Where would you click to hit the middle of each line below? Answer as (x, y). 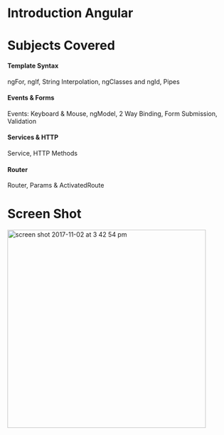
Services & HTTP (33, 137)
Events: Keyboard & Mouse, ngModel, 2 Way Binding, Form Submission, (113, 113)
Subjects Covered (61, 46)
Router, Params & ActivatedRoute (56, 186)
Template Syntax (33, 65)
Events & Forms (31, 98)
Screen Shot (44, 214)
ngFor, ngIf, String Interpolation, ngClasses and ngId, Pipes (94, 81)
